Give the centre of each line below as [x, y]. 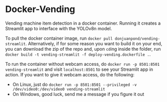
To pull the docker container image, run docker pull [59, 38]
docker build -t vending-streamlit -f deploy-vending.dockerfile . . [78, 54]
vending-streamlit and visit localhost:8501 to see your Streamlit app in [79, 69]
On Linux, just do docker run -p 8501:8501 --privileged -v [74, 84]
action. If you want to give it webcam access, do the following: [70, 74]
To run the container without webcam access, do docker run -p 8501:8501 [82, 64]
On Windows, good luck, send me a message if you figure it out [78, 94]
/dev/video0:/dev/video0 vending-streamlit [59, 89]
